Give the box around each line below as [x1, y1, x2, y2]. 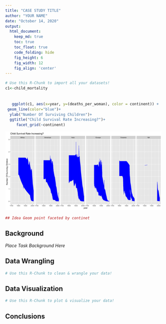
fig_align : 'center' [14, 66, 57, 71]
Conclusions [5, 312, 45, 321]
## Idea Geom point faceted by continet [5, 216, 90, 221]
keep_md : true [14, 34, 43, 39]
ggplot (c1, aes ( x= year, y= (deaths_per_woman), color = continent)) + [11, 101, 159, 106]
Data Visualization [5, 284, 63, 293]
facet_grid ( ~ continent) [16, 122, 66, 128]
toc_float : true [14, 45, 48, 50]
